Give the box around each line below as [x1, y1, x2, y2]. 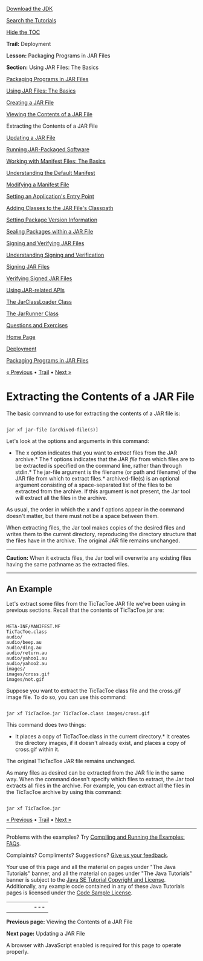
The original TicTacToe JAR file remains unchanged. [6, 757, 136, 764]
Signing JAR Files [6, 263, 50, 270]
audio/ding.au [6, 644, 42, 651]
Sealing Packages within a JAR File [6, 228, 94, 235]
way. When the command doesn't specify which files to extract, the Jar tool [6, 775, 195, 782]
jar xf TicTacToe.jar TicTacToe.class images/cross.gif [6, 710, 150, 717]
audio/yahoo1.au [6, 655, 47, 661]
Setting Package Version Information [6, 216, 98, 223]
